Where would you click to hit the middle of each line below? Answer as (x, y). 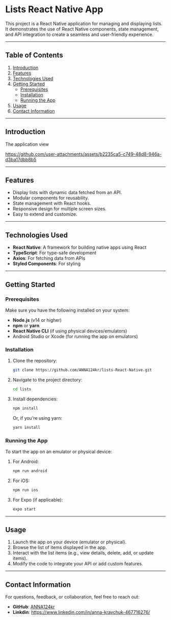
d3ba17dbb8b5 (21, 159)
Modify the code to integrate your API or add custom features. (78, 564)
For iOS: (21, 481)
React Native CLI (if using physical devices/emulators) (70, 331)
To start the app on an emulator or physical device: (59, 451)
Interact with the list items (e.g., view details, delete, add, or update (83, 553)
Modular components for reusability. (51, 198)
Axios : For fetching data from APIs (49, 258)
